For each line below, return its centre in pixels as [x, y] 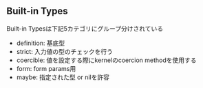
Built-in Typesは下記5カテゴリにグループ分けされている [85, 28]
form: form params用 [46, 68]
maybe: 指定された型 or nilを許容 [63, 77]
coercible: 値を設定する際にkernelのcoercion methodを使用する [106, 60]
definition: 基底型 [41, 43]
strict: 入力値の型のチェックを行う [65, 51]
